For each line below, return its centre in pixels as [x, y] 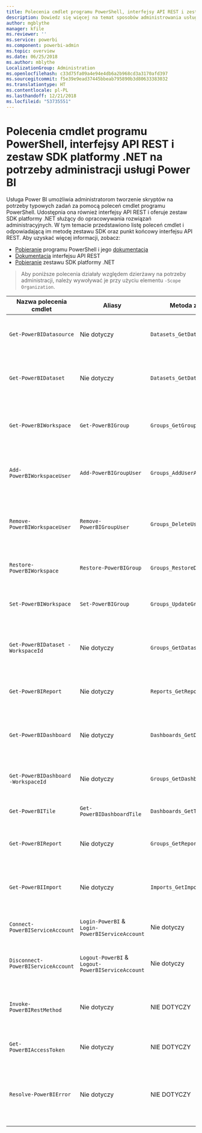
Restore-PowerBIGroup [111, 568]
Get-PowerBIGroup [104, 425]
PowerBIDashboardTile [111, 814]
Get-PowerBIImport [35, 887]
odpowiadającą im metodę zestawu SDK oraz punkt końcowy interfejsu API [99, 231]
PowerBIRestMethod [35, 1010]
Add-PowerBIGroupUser [111, 473]
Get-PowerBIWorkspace [40, 425]
